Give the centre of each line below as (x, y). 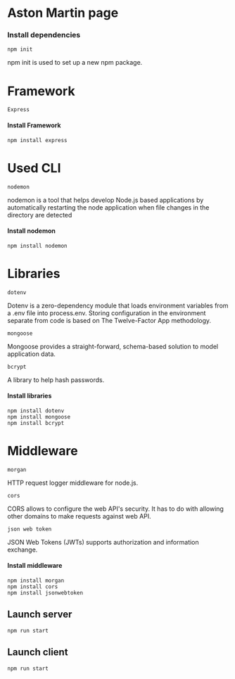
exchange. (23, 550)
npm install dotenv (36, 411)
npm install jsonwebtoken (45, 593)
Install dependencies (44, 35)
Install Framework (34, 125)
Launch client (38, 652)
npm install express (38, 140)
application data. (32, 354)
